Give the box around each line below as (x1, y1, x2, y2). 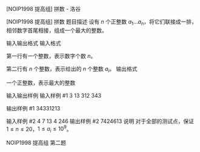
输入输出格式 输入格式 (6, 39, 61, 46)
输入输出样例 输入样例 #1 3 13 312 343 (6, 92, 102, 99)
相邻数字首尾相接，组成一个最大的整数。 (6, 27, 107, 34)
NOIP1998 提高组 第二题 (6, 139, 67, 147)
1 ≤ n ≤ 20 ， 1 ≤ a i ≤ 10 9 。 (6, 124, 72, 134)
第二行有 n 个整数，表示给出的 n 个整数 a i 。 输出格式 (6, 65, 138, 74)
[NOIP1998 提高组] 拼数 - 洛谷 (6, 5, 81, 12)
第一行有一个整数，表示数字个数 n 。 (6, 52, 96, 59)
